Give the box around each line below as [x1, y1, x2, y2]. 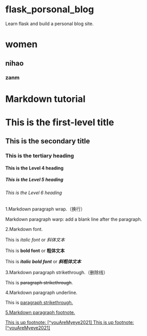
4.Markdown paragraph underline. [5, 289, 78, 296]
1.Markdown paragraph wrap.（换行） [5, 206, 86, 212]
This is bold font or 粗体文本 [5, 247, 65, 254]
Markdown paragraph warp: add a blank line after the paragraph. [5, 216, 142, 222]
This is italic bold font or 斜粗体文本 [5, 259, 81, 265]
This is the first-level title [5, 116, 114, 128]
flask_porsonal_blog [5, 4, 94, 15]
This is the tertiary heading [5, 152, 74, 159]
